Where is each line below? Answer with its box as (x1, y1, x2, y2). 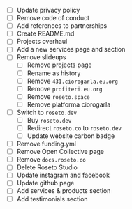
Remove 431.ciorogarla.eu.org (27, 77, 118, 85)
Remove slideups (16, 53, 66, 61)
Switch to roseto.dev (16, 108, 78, 116)
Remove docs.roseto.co (16, 155, 87, 164)
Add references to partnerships (16, 22, 108, 30)
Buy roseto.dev (27, 116, 72, 124)
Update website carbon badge (27, 132, 115, 140)
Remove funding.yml (16, 139, 76, 148)
